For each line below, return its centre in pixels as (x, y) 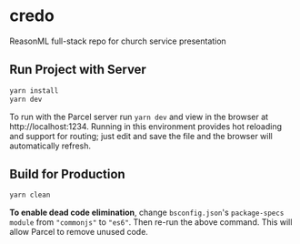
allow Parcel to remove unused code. (79, 232)
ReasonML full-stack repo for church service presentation (118, 41)
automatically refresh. (50, 146)
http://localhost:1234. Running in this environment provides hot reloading (146, 126)
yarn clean (30, 195)
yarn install (34, 91)
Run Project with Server (78, 70)
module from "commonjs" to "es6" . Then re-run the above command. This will (151, 222)
